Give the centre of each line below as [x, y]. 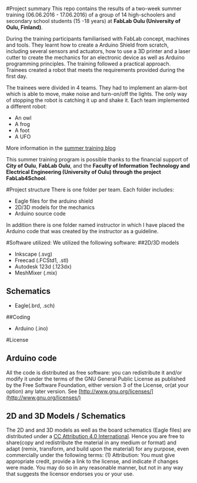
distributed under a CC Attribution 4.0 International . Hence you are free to [95, 436]
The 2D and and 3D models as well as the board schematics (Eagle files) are [98, 430]
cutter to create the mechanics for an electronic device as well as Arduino [96, 57]
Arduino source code [40, 214]
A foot [22, 130]
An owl [23, 118]
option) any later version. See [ [44, 391]
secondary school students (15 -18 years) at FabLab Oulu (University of [94, 21]
